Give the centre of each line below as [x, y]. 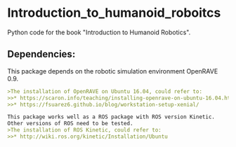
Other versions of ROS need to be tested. [70, 124]
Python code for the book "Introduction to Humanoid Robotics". [99, 32]
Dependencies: [41, 54]
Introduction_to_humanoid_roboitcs [114, 13]
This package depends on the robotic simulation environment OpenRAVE [113, 71]
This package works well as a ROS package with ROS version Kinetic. [111, 117]
